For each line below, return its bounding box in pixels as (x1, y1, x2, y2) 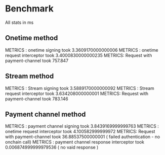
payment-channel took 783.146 (5, 95, 68, 102)
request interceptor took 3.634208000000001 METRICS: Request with (5, 90, 149, 96)
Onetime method (5, 34, 58, 42)
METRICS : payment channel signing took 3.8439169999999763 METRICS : (5, 123, 159, 129)
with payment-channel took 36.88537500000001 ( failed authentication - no (5, 134, 161, 140)
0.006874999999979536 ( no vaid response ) (5, 145, 99, 151)
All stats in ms (5, 19, 34, 25)
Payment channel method (5, 110, 86, 118)
